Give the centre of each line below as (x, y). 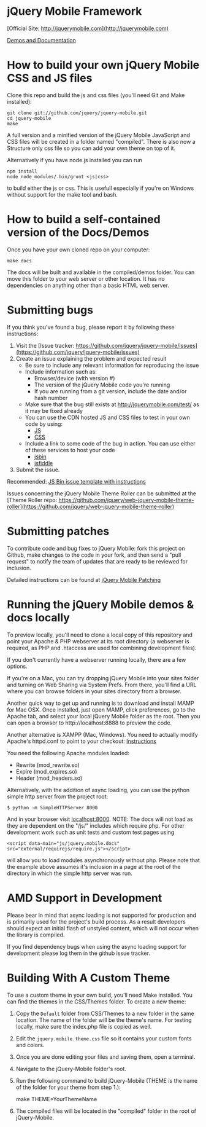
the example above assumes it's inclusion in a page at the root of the (94, 866)
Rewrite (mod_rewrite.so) (48, 765)
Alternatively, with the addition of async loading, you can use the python (98, 790)
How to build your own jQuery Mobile (103, 65)
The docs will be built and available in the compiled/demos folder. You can (101, 272)
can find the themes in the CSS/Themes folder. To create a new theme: (97, 1001)
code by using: (44, 424)
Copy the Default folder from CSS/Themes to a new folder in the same (105, 1013)
